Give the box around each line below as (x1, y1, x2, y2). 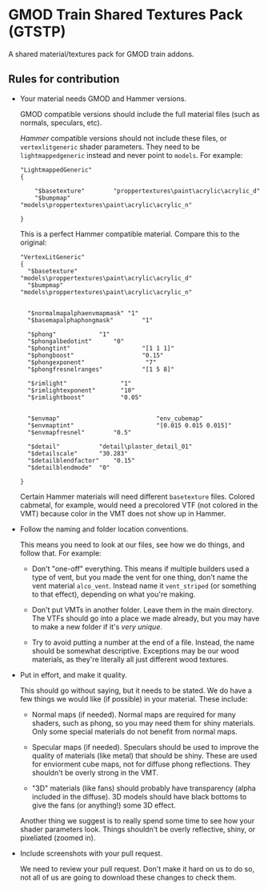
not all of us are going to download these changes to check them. (19, 872, 237, 882)
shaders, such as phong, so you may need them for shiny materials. (31, 718, 256, 727)
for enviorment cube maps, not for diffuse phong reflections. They (31, 759, 250, 769)
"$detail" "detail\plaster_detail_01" (27, 443, 193, 451)
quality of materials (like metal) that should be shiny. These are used (31, 750, 258, 760)
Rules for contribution (8, 72, 120, 86)
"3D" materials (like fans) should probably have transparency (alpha (31, 783, 256, 793)
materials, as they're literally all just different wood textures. (31, 654, 229, 664)
